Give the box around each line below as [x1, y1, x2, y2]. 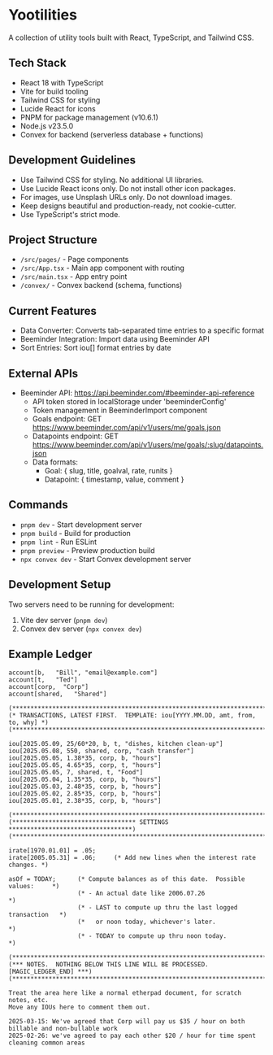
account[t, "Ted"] [8, 676, 79, 684]
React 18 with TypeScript [19, 77, 104, 87]
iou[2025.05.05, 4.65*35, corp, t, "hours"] [8, 761, 162, 769]
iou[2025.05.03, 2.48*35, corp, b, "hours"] [8, 783, 162, 791]
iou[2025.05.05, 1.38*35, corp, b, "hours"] [8, 754, 162, 762]
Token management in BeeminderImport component [32, 405, 208, 415]
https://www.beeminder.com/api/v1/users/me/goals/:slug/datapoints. [32, 440, 264, 449]
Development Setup [8, 578, 111, 591]
